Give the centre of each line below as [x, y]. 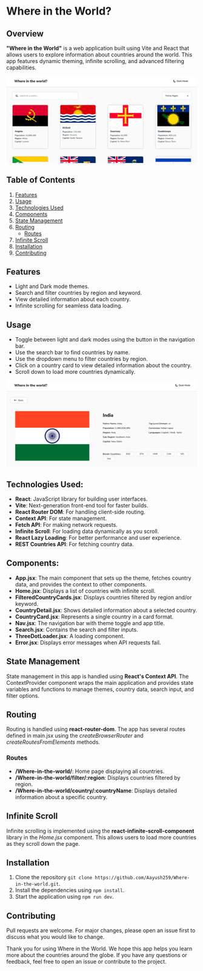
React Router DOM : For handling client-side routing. [80, 512]
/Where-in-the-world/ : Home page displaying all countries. [90, 771]
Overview [25, 34]
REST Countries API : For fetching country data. [75, 544]
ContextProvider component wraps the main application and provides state [100, 682]
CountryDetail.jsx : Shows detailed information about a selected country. [106, 610]
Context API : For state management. [61, 518]
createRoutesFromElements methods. [53, 742]
